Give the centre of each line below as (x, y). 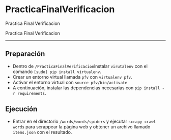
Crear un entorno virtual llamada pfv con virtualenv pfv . (72, 77)
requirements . (32, 93)
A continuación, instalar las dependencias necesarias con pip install (86, 88)
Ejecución (21, 109)
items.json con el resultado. (42, 132)
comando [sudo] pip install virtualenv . (57, 72)
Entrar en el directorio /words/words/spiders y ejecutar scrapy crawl (84, 121)
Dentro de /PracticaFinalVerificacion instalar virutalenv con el (80, 66)
